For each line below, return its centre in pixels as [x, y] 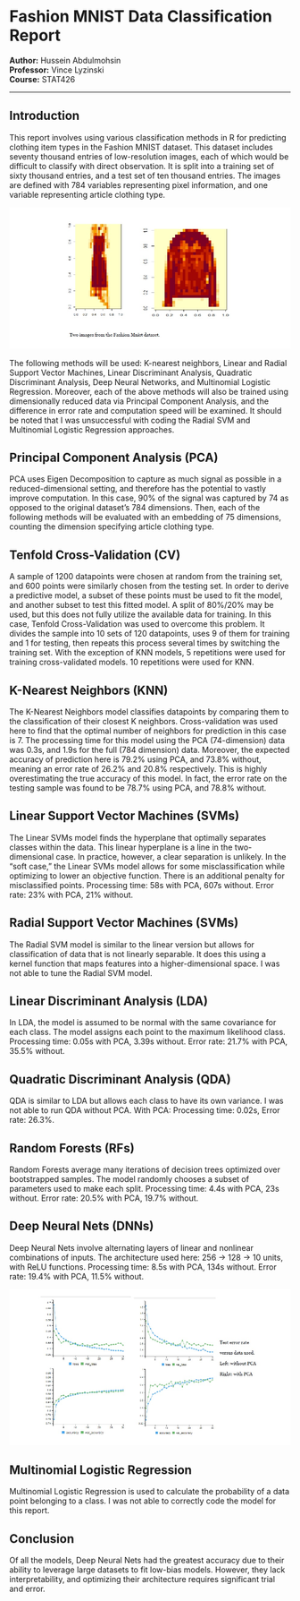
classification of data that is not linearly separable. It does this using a [137, 954]
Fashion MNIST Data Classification [141, 17]
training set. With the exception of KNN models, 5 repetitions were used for [147, 653]
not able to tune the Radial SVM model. [81, 972]
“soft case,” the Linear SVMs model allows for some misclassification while [147, 866]
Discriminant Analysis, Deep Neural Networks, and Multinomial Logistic [140, 381]
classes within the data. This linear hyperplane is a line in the [121, 847]
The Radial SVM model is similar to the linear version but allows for [132, 944]
